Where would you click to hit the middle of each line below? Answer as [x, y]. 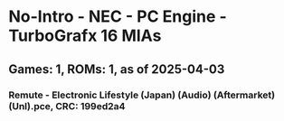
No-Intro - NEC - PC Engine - [118, 17]
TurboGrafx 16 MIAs [85, 36]
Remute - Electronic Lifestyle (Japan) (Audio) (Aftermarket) [142, 95]
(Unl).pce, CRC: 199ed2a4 [67, 106]
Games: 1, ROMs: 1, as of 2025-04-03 [117, 69]
